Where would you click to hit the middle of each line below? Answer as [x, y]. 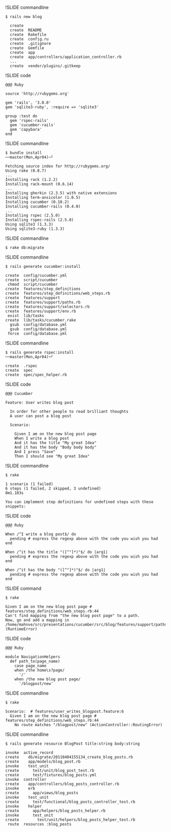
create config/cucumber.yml [36, 275]
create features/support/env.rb [41, 311]
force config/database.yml [37, 334]
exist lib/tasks [26, 316]
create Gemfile [27, 48]
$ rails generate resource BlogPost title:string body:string [73, 744]
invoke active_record [29, 753]
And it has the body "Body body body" [55, 447]
